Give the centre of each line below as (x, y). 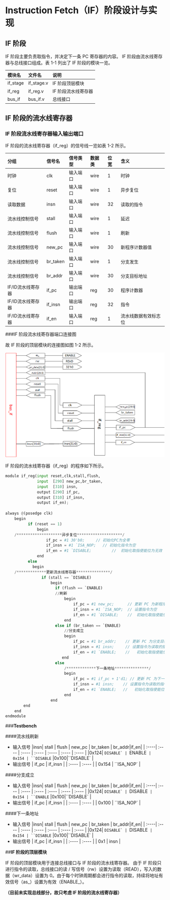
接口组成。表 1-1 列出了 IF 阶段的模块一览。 (68, 63)
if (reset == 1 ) (45, 524)
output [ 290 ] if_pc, (59, 492)
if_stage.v (38, 83)
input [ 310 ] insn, (58, 486)
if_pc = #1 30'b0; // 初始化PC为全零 (88, 540)
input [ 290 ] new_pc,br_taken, (70, 481)
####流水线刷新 (22, 737)
